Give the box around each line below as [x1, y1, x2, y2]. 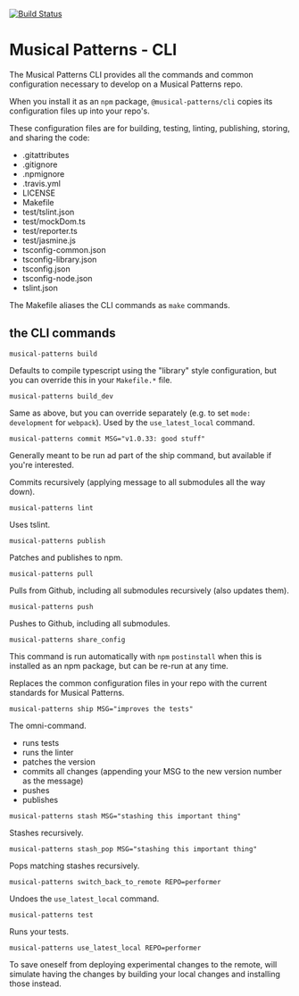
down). [9, 486, 36, 497]
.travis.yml [21, 178, 61, 188]
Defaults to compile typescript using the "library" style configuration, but [9, 364, 277, 375]
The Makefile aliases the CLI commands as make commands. [9, 299, 230, 310]
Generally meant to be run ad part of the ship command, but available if [9, 449, 272, 460]
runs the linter [21, 747, 74, 757]
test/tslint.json [21, 206, 75, 217]
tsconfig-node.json [21, 272, 93, 283]
